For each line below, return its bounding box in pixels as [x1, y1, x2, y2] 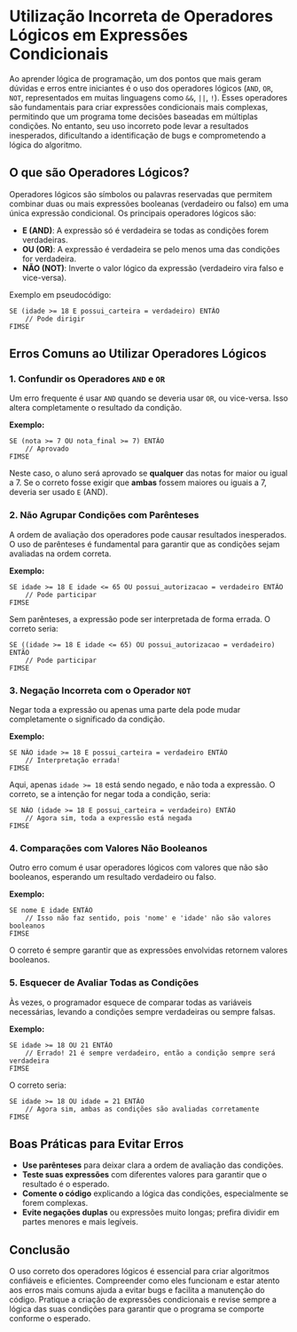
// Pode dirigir [25, 314, 86, 323]
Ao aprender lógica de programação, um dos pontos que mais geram [9, 73, 262, 84]
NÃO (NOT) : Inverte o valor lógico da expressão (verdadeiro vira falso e [21, 262, 284, 273]
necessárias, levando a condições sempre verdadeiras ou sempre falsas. [9, 1006, 277, 1017]
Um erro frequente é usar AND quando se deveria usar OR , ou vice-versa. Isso [9, 393, 288, 403]
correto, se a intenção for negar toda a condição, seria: [9, 789, 211, 800]
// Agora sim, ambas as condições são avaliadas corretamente [25, 1105, 260, 1113]
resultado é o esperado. [21, 1179, 110, 1190]
